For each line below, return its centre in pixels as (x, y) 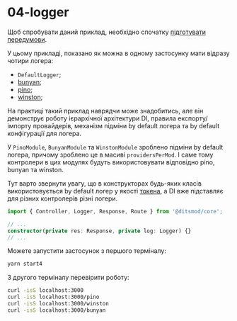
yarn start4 (25, 264)
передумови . (27, 39)
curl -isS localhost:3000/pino (53, 297)
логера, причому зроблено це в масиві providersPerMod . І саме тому (110, 154)
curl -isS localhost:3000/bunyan (57, 310)
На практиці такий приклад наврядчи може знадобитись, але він (105, 111)
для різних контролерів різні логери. (63, 198)
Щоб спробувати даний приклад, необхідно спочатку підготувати (107, 32)
